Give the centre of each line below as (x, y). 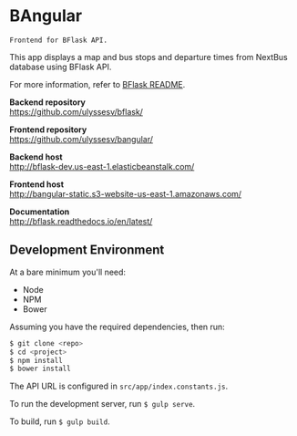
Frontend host (37, 184)
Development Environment (87, 250)
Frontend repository (48, 130)
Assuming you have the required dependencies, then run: (117, 327)
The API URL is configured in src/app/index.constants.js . (119, 386)
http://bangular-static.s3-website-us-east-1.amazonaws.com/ (126, 193)
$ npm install (36, 360)
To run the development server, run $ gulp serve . (102, 404)
